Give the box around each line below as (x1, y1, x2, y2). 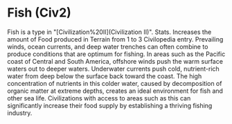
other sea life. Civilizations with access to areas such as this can (7, 94, 191, 102)
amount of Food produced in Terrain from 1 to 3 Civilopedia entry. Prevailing (7, 35, 224, 43)
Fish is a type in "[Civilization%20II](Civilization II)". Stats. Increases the (7, 28, 212, 36)
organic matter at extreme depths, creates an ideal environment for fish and (7, 87, 224, 95)
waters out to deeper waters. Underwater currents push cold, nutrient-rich (7, 64, 220, 73)
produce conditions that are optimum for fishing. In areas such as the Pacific (7, 50, 226, 58)
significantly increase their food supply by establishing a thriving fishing (7, 101, 213, 109)
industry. (7, 109, 33, 117)
